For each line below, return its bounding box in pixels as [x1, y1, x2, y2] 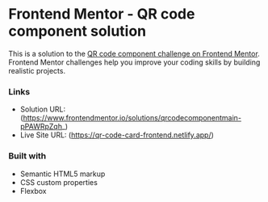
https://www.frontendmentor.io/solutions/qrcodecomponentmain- [23, 113, 242, 123]
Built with [8, 150, 47, 162]
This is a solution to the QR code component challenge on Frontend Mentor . [8, 48, 260, 58]
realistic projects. [8, 65, 66, 75]
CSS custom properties [19, 177, 98, 187]
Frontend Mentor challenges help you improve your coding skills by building [8, 57, 261, 67]
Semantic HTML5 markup [19, 169, 106, 179]
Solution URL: [19, 104, 66, 114]
